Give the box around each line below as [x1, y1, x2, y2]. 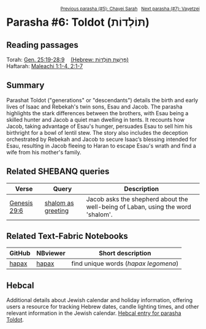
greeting [44, 206, 69, 214]
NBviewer [36, 249, 66, 257]
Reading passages [6, 40, 78, 50]
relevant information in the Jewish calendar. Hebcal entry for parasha [6, 309, 181, 317]
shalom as [44, 199, 74, 207]
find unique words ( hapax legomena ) [71, 259, 179, 268]
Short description [99, 249, 151, 257]
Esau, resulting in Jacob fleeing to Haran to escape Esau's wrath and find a [6, 142, 196, 149]
